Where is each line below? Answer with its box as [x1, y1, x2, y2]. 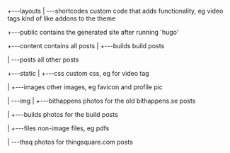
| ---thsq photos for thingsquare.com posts [7, 138, 133, 146]
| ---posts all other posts [7, 55, 79, 64]
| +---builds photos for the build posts [7, 110, 118, 118]
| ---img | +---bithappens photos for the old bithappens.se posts [7, 96, 196, 105]
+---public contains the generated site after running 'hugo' [7, 28, 179, 36]
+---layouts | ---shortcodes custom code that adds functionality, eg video [7, 7, 224, 15]
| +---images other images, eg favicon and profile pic [7, 83, 163, 91]
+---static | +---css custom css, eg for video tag [7, 69, 150, 77]
